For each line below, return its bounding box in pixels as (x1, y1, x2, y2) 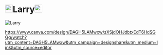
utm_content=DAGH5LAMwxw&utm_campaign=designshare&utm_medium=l (5, 39, 158, 45)
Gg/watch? (5, 34, 27, 40)
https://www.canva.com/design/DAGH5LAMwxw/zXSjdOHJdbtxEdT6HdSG (5, 29, 156, 35)
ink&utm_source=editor (5, 44, 52, 50)
